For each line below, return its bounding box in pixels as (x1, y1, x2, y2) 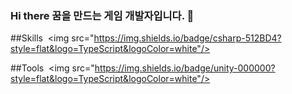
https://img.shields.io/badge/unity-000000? (94, 62, 276, 74)
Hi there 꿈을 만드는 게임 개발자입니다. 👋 (10, 8, 195, 22)
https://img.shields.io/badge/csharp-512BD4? (93, 32, 282, 44)
